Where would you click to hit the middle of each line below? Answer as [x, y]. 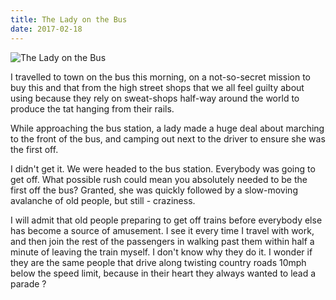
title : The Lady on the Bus [69, 19]
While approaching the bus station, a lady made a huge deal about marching [167, 128]
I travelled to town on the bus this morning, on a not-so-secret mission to [160, 77]
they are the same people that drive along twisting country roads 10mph [158, 262]
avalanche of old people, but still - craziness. [103, 200]
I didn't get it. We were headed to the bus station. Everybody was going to [163, 168]
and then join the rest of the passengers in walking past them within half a [162, 241]
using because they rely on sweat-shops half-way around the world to [155, 98]
